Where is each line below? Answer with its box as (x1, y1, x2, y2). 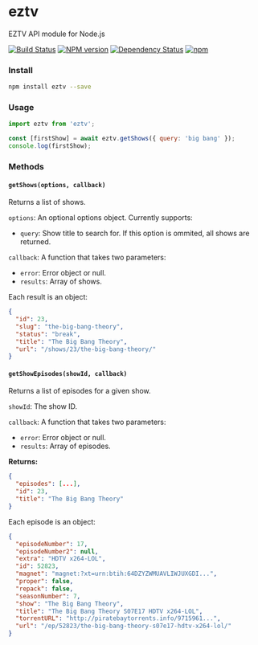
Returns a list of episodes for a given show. (8, 386, 151, 396)
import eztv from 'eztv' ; (8, 120, 95, 129)
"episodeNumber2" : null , (15, 547, 99, 556)
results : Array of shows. (19, 276, 102, 287)
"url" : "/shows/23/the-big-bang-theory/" (15, 345, 157, 353)
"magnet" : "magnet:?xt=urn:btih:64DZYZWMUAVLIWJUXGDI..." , (15, 569, 218, 578)
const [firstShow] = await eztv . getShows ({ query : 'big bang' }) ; (8, 135, 235, 143)
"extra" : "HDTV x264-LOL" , (15, 555, 106, 563)
